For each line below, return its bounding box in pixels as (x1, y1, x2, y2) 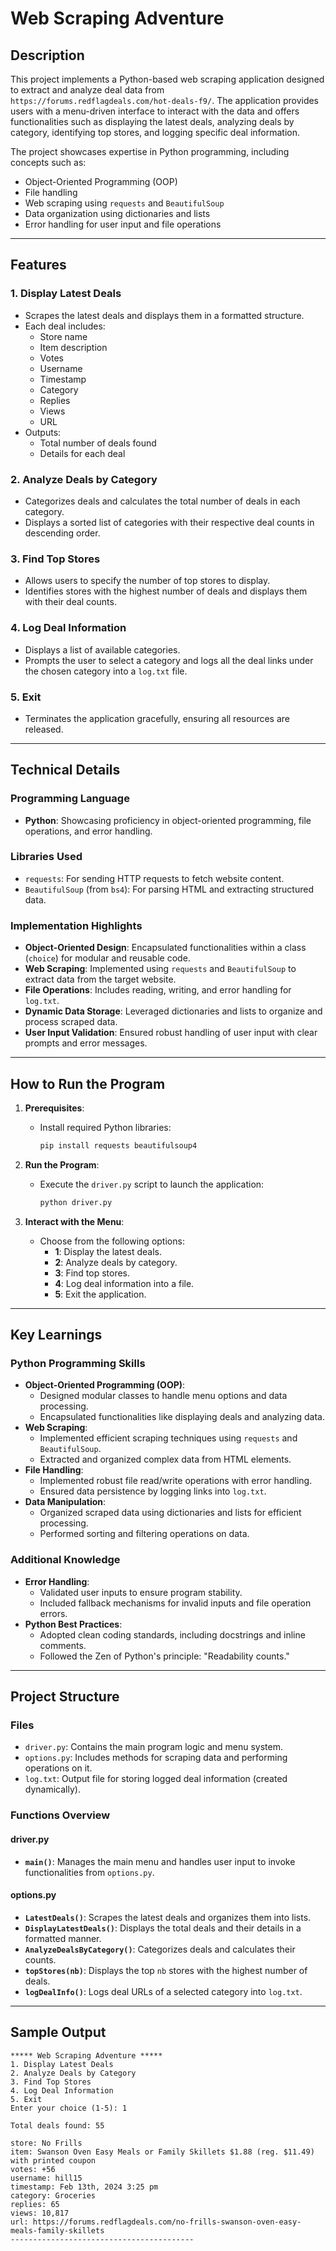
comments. (39, 1639, 87, 1651)
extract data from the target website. (24, 973, 177, 986)
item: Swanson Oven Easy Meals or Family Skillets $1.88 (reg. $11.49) (10, 2147, 315, 2157)
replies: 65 (10, 2199, 60, 2209)
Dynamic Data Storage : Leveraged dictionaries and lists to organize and (24, 1005, 323, 1017)
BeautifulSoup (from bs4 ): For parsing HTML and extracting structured (24, 883, 314, 895)
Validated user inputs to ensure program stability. (39, 1586, 243, 1598)
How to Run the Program (10, 1075, 166, 1092)
